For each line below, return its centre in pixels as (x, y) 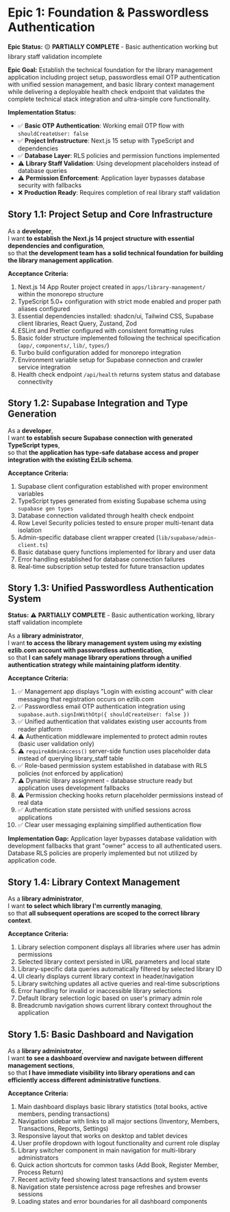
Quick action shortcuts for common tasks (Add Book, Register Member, (118, 1165)
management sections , (41, 1065)
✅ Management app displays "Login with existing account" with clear (115, 692)
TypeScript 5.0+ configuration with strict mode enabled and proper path (119, 301)
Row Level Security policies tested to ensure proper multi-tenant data (116, 522)
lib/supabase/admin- (187, 538)
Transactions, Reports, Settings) (63, 1128)
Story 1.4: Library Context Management (94, 882)
